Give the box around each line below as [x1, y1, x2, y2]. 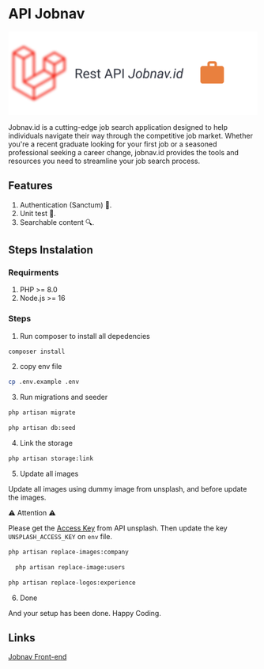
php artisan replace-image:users [15, 563, 126, 571]
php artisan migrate [8, 409, 77, 416]
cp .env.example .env [8, 378, 80, 386]
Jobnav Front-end [8, 652, 67, 662]
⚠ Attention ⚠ [8, 507, 57, 517]
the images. [8, 492, 47, 502]
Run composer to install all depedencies [19, 331, 150, 340]
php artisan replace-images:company [8, 548, 129, 556]
